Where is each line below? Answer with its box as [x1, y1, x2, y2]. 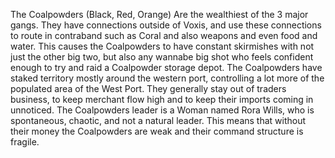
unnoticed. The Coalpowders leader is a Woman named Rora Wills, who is [10, 104, 315, 116]
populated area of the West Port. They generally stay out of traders [10, 83, 287, 94]
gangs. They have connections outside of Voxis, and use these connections [10, 19, 322, 31]
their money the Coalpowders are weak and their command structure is [10, 125, 304, 137]
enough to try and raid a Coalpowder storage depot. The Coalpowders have [10, 62, 323, 73]
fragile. [10, 136, 40, 148]
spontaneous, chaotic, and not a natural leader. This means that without [10, 115, 307, 126]
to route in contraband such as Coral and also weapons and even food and [10, 30, 318, 41]
